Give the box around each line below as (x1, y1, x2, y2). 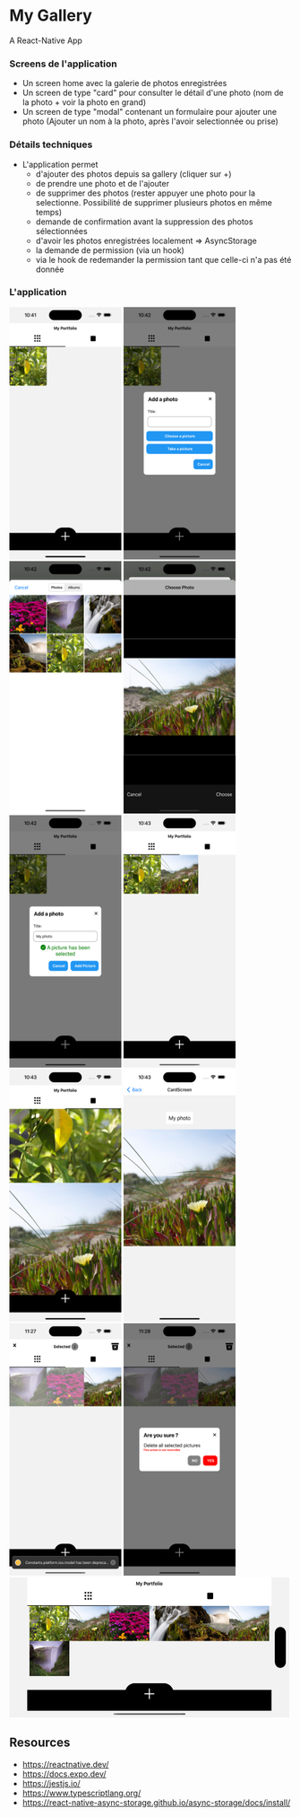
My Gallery (9, 5, 92, 26)
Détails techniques (9, 138, 93, 151)
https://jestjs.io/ (21, 1778, 81, 1788)
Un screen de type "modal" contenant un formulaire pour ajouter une (21, 107, 278, 118)
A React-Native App (9, 35, 83, 46)
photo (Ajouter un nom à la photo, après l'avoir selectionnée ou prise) (21, 116, 279, 127)
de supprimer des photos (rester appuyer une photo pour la (35, 188, 256, 198)
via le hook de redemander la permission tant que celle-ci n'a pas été (35, 254, 292, 265)
